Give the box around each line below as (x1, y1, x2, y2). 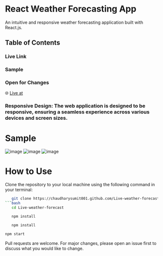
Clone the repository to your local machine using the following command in (5, 182, 155, 188)
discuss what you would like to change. (5, 245, 84, 251)
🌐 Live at (5, 90, 23, 96)
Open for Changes (5, 79, 49, 86)
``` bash (5, 201, 21, 206)
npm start (5, 231, 25, 236)
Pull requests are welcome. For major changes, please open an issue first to (5, 240, 157, 246)
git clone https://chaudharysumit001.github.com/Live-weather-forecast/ (11, 196, 162, 201)
